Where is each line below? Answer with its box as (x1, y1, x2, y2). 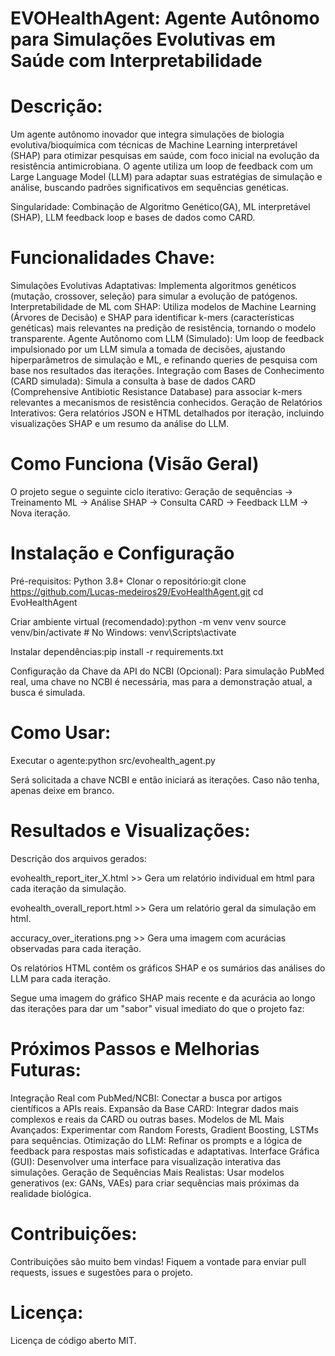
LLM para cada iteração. (10, 972, 111, 984)
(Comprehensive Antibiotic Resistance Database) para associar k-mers (10, 386, 303, 398)
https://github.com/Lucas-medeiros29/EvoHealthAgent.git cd (10, 585, 264, 597)
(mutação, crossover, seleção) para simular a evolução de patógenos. (10, 290, 298, 302)
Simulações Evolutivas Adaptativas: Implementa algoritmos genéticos (10, 280, 297, 292)
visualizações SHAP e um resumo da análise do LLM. (10, 418, 230, 430)
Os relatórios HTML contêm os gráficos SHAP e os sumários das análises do (10, 962, 326, 974)
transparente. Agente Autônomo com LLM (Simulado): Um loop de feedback (10, 333, 325, 345)
